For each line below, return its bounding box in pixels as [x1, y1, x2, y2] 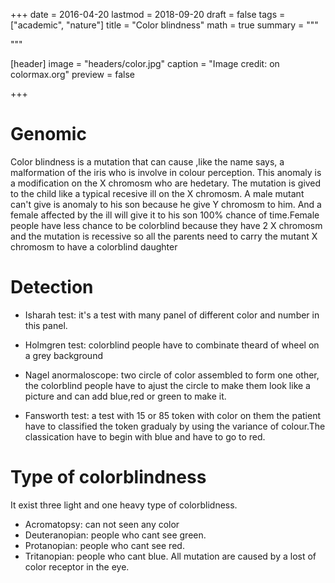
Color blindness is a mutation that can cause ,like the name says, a [10, 155, 285, 168]
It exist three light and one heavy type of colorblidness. [10, 499, 238, 511]
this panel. [24, 319, 68, 331]
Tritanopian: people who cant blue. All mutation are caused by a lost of [24, 550, 317, 562]
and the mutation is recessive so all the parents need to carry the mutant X [10, 230, 318, 242]
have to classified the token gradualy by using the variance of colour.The [24, 420, 326, 432]
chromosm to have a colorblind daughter [10, 240, 178, 253]
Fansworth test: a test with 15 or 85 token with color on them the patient [24, 409, 322, 421]
